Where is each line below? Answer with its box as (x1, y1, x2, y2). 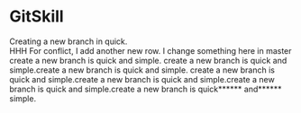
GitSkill (9, 6, 65, 27)
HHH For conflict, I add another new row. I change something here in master (9, 45, 292, 56)
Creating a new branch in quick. (9, 36, 128, 47)
